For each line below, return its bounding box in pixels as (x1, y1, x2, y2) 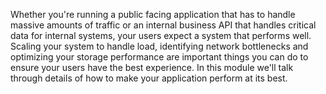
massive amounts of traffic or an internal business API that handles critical (10, 19, 317, 31)
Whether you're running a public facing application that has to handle (10, 9, 296, 20)
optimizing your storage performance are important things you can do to (10, 51, 309, 63)
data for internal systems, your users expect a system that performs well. (10, 30, 312, 41)
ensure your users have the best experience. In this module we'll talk (10, 62, 294, 73)
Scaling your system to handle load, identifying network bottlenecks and (10, 40, 309, 52)
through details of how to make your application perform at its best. (10, 72, 288, 84)
